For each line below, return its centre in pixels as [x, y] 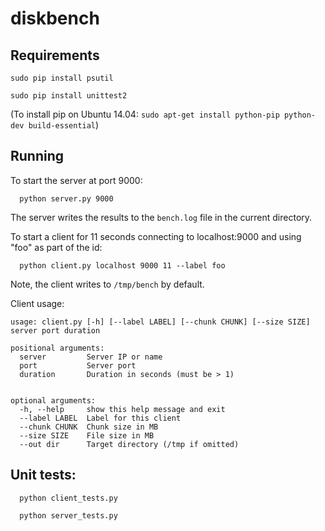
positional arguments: [57, 348]
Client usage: [37, 303]
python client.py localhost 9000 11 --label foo [122, 265]
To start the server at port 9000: [76, 180]
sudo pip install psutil [62, 78]
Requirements [55, 55]
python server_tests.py [68, 515]
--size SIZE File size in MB [87, 435]
